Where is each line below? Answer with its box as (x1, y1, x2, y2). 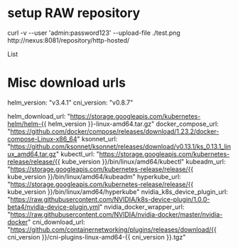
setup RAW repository (7, 5, 141, 21)
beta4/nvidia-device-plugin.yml (7, 203, 100, 211)
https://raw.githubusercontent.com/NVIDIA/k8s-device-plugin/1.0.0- (10, 195, 210, 203)
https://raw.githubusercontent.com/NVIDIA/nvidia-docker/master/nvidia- (10, 210, 223, 218)
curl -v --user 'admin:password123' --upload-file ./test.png (7, 28, 181, 37)
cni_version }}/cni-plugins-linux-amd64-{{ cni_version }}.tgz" (7, 232, 186, 241)
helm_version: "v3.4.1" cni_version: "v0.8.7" (7, 98, 134, 107)
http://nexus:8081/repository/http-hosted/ (7, 36, 130, 44)
